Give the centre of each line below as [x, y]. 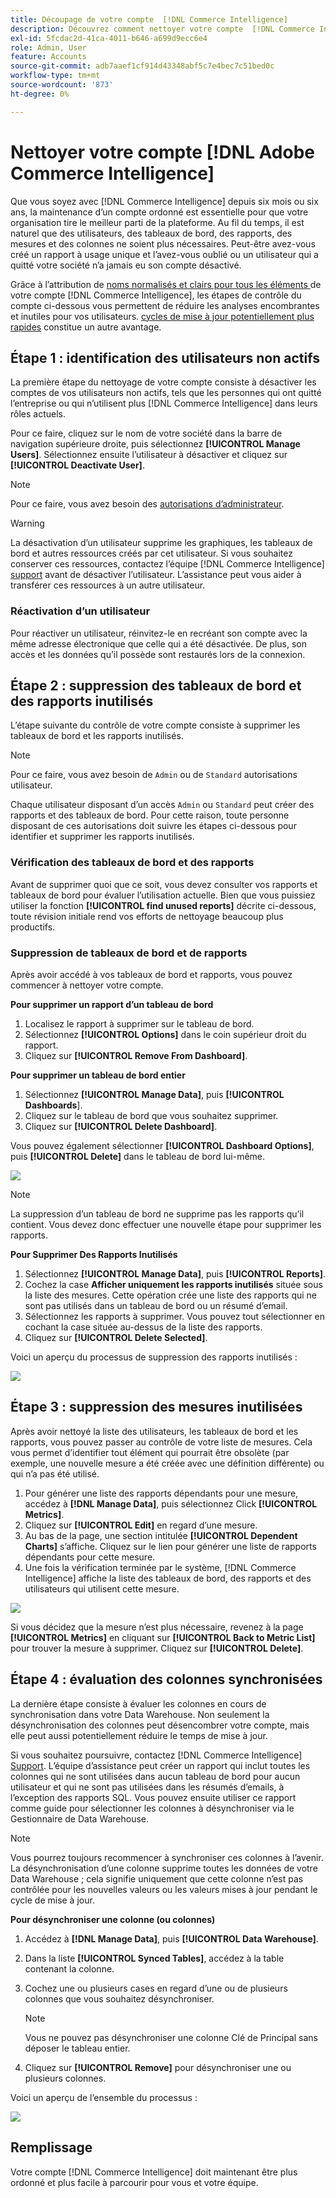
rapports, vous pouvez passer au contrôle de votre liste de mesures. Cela [161, 1442]
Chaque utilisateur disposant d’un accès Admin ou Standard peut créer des [162, 805]
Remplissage [51, 2147]
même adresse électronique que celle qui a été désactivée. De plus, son [159, 643]
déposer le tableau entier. [77, 2048]
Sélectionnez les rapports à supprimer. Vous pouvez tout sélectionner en [174, 1317]
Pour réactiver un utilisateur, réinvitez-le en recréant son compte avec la [159, 633]
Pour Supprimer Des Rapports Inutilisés [94, 1255]
